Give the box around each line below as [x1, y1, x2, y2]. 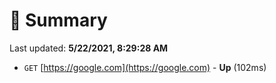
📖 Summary [9, 9, 108, 32]
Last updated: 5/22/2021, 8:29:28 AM [9, 42, 169, 54]
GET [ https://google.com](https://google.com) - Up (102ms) [23, 61, 267, 73]
